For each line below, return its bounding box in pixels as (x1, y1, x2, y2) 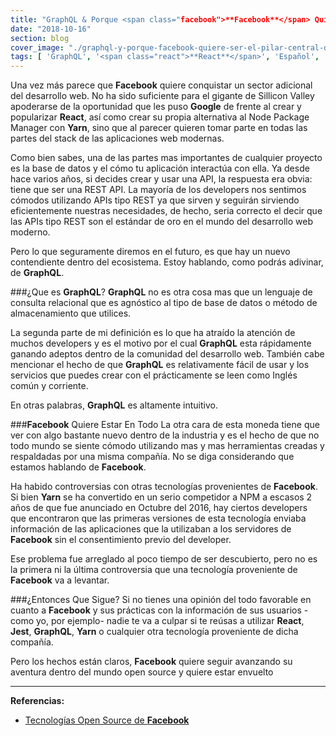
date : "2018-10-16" (10, 24, 92, 34)
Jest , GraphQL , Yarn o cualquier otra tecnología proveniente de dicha (10, 626, 299, 638)
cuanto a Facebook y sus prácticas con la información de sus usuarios (10, 604, 302, 616)
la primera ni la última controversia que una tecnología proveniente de (10, 564, 298, 576)
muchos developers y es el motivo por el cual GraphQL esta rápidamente (10, 337, 312, 350)
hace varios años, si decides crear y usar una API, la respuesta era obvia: (10, 173, 313, 185)
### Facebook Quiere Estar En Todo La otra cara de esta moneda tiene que (10, 419, 320, 431)
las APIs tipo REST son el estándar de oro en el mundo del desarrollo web (10, 216, 313, 228)
